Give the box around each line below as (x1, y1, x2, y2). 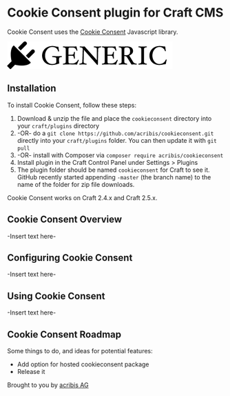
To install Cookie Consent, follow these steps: (7, 101, 136, 109)
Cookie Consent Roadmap (7, 328, 122, 340)
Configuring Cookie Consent (7, 252, 133, 264)
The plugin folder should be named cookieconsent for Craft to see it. (17, 166, 210, 174)
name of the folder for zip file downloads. (17, 180, 135, 188)
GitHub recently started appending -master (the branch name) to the (17, 172, 211, 181)
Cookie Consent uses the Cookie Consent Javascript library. (7, 28, 178, 36)
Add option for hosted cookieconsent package (17, 360, 149, 368)
